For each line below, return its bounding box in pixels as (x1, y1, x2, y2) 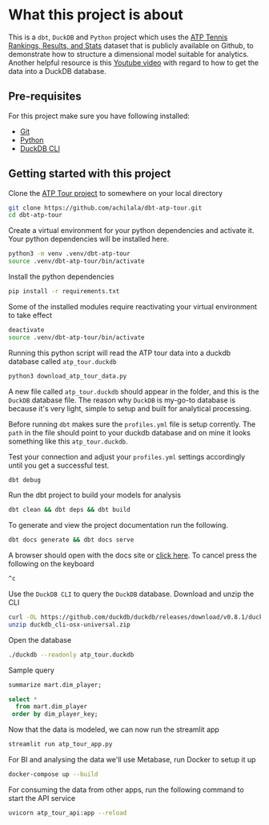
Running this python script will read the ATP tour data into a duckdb (8, 348, 231, 357)
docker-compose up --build (8, 770, 98, 778)
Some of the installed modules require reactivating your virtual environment (8, 301, 258, 311)
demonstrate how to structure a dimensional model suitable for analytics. (8, 49, 250, 59)
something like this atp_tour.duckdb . (8, 436, 128, 446)
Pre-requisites (8, 90, 82, 104)
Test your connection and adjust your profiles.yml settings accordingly (8, 451, 246, 461)
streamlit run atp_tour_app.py (8, 741, 113, 749)
